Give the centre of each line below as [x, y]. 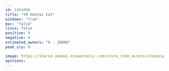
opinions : [16, 60]
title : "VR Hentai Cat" [30, 14]
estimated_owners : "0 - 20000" [38, 42]
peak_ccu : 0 [18, 47]
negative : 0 [18, 38]
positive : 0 [18, 33]
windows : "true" [22, 19]
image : [12, 56]
